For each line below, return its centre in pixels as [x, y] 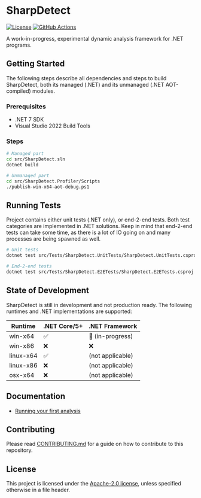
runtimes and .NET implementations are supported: [69, 311]
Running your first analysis [48, 411]
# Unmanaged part [28, 175]
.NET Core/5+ [63, 326]
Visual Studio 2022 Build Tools [53, 126]
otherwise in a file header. [38, 490]
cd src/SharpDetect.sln [36, 159]
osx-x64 [22, 375]
